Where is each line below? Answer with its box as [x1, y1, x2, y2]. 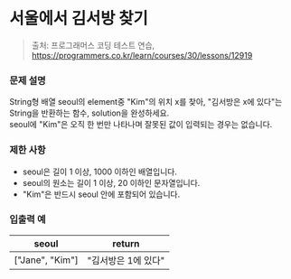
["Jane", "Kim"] [14, 254, 79, 266]
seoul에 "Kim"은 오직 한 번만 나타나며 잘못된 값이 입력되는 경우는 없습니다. [9, 119, 273, 130]
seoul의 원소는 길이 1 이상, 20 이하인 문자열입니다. [22, 177, 201, 188]
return [112, 237, 140, 249]
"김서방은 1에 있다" [87, 254, 165, 266]
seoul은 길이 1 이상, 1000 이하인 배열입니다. [22, 166, 178, 177]
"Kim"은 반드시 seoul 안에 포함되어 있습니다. [22, 189, 181, 200]
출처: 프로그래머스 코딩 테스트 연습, [31, 40, 155, 51]
